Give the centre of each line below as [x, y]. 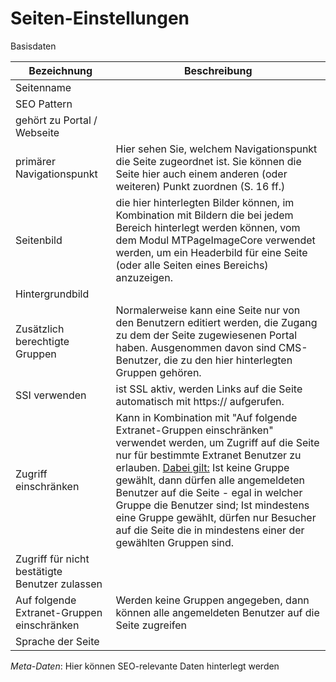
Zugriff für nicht [52, 559]
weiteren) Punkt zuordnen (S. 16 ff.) [200, 186]
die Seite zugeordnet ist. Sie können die [208, 161]
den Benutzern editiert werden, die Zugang [216, 322]
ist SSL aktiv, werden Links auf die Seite [209, 389]
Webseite [37, 132]
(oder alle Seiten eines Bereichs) [192, 265]
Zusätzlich [40, 329]
